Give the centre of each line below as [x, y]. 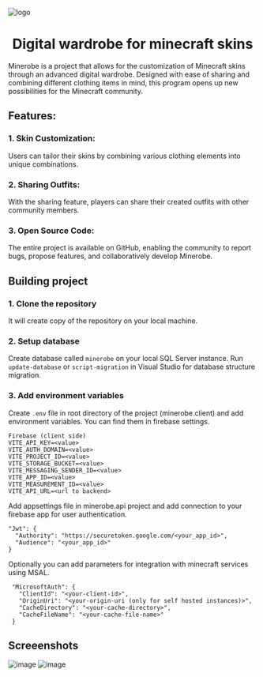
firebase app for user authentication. [68, 514]
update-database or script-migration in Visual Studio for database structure [132, 367]
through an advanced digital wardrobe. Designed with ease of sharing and [129, 74]
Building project [48, 281]
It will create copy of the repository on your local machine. [103, 321]
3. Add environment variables [66, 396]
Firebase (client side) [47, 436]
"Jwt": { [23, 528]
